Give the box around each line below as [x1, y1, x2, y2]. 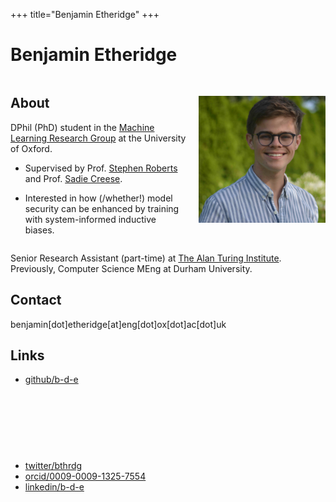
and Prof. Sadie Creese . [24, 172, 123, 184]
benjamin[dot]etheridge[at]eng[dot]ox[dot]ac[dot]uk [10, 318, 227, 330]
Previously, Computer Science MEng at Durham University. [10, 262, 253, 274]
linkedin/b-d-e [24, 481, 85, 493]
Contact [10, 292, 62, 309]
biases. [24, 224, 55, 236]
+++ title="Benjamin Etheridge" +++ [10, 9, 160, 20]
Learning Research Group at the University [10, 132, 187, 144]
